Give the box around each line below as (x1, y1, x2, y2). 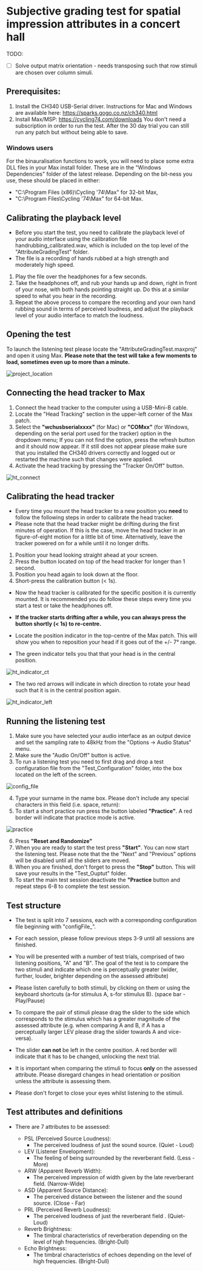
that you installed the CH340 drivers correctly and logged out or (15, 449, 176, 456)
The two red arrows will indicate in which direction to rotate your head (15, 680, 190, 687)
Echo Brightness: (24, 1244, 67, 1252)
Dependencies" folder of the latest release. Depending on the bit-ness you (6, 170, 193, 177)
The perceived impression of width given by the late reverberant (33, 1173, 194, 1180)
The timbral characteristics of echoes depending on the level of (33, 1251, 192, 1258)
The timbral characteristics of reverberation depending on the (33, 1231, 188, 1239)
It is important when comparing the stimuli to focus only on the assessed (15, 1064, 198, 1072)
